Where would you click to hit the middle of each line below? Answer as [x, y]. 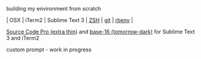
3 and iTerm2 [23, 38]
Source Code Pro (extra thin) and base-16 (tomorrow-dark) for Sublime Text [101, 32]
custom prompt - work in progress [49, 49]
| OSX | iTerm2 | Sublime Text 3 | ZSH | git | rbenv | [70, 20]
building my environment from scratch [54, 9]
